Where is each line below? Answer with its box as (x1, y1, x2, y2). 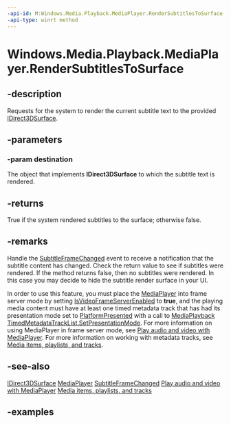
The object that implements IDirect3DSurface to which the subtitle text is (7, 170, 215, 179)
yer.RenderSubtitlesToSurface (7, 61, 184, 77)
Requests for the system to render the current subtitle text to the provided (7, 106, 217, 114)
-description (7, 88, 62, 100)
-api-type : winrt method (7, 17, 78, 23)
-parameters (7, 134, 63, 145)
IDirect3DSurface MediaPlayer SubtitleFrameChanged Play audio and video (7, 378, 221, 387)
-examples (7, 406, 54, 418)
